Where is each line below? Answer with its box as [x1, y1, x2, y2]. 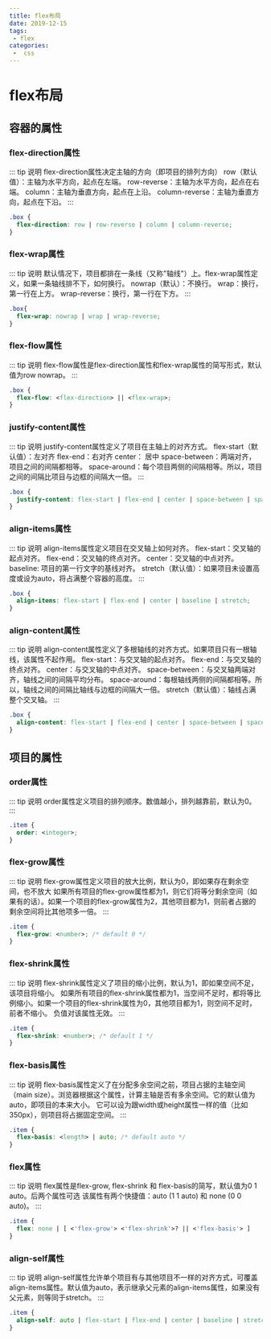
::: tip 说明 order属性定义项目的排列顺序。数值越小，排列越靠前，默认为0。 [9, 796, 257, 806]
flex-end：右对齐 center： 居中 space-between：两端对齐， [56, 452, 257, 461]
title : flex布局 [9, 11, 61, 20]
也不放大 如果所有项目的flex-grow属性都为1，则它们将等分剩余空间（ [23, 886, 251, 896]
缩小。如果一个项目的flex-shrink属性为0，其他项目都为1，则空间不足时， [15, 998, 257, 1007]
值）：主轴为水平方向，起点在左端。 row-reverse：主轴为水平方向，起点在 [9, 176, 253, 186]
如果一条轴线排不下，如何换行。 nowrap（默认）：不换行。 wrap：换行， [23, 279, 263, 288]
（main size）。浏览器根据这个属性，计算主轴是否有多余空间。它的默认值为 [9, 1089, 256, 1099]
